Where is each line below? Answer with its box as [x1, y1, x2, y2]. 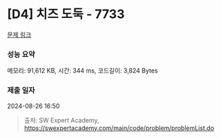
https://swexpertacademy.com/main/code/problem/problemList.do [23, 124, 215, 132]
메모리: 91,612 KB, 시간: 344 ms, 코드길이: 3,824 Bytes [7, 66, 158, 75]
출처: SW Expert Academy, [23, 115, 99, 124]
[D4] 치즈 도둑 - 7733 [7, 6, 125, 22]
